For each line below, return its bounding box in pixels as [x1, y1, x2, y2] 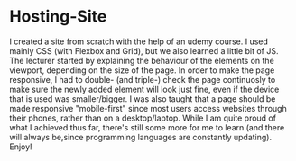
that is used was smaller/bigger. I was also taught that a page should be [9, 93, 276, 104]
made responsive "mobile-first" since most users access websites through [9, 103, 287, 113]
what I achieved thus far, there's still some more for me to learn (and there [9, 121, 285, 132]
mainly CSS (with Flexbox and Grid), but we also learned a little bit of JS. [9, 45, 279, 56]
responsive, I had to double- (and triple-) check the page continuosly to [9, 74, 276, 85]
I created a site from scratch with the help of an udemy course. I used [9, 36, 269, 47]
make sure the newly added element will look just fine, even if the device [9, 84, 280, 94]
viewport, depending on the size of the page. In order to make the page [9, 65, 275, 76]
